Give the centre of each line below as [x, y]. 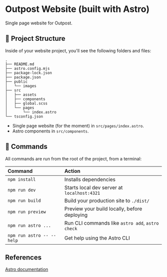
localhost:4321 [82, 193]
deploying [76, 215]
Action [72, 171]
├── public [16, 81]
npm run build [24, 201]
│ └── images [21, 86]
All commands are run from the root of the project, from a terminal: [73, 158]
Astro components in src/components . [50, 131]
